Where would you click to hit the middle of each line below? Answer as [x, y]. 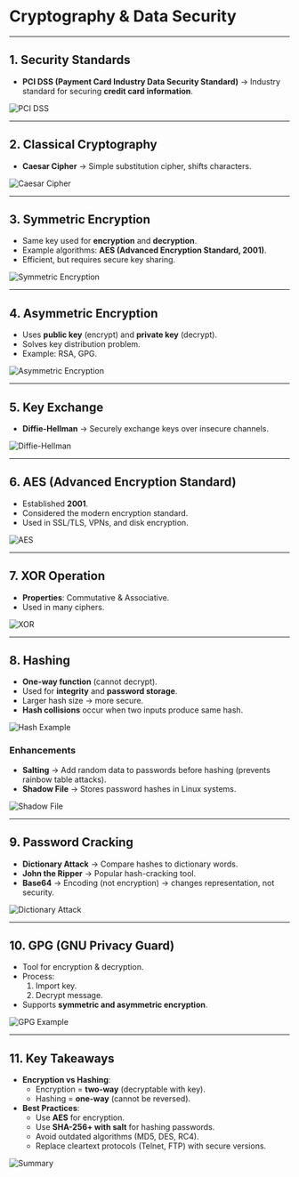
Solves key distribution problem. [81, 344]
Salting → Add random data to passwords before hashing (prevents [146, 770]
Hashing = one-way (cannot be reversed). [113, 1099]
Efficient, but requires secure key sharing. [99, 260]
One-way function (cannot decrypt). [89, 681]
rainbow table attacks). [64, 779]
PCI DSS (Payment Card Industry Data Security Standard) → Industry [151, 81]
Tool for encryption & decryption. [83, 967]
